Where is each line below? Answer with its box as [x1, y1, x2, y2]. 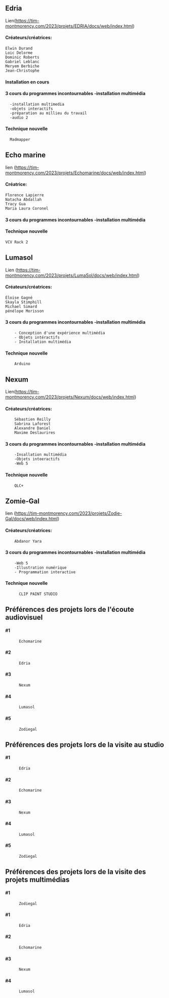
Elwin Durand [5, 46, 33, 51]
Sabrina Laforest [14, 421, 51, 426]
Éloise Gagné [5, 295, 33, 300]
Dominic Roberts [5, 55, 39, 60]
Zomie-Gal [5, 497, 39, 506]
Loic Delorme [5, 50, 33, 55]
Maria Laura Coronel [5, 206, 49, 211]
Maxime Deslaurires [14, 430, 56, 435]
